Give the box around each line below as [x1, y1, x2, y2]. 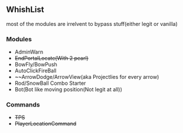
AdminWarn [14, 48, 43, 55]
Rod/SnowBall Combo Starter [14, 79, 86, 87]
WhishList [6, 5, 44, 15]
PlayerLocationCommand [14, 120, 77, 127]
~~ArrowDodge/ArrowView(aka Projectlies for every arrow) [14, 74, 159, 81]
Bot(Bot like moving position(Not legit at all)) [14, 86, 123, 93]
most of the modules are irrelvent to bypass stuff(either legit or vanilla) [6, 20, 178, 27]
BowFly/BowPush [14, 61, 58, 68]
